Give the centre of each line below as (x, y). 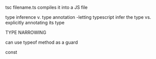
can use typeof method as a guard (42, 42)
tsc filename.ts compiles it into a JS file (47, 7)
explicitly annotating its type (35, 23)
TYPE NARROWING (26, 32)
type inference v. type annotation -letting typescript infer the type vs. (78, 17)
